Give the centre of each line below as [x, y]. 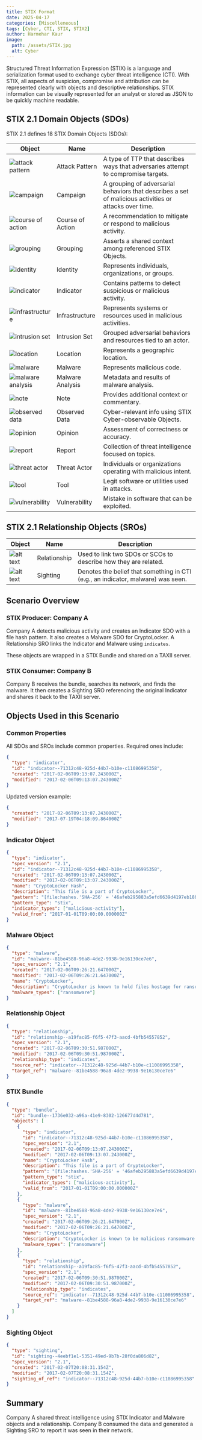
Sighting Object [29, 1332]
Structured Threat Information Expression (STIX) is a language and [89, 68]
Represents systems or [136, 308]
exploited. [117, 506]
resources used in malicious [142, 315]
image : [14, 40]
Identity [67, 269]
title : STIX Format [31, 12]
